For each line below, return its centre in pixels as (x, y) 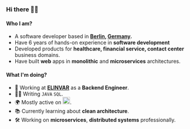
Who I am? (19, 23)
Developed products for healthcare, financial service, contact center (99, 49)
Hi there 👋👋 (22, 9)
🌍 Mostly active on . (43, 103)
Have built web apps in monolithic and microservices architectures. (97, 62)
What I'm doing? (27, 74)
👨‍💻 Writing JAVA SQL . (39, 94)
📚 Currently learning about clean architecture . (72, 111)
